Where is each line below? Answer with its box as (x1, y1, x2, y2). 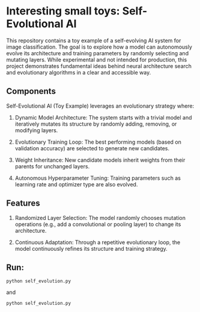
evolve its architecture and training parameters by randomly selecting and (6, 49, 189, 57)
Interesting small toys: (6, 4, 120, 18)
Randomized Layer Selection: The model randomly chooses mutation (14, 214, 186, 221)
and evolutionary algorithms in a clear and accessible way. (6, 69, 151, 76)
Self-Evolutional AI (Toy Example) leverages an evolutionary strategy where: (6, 102, 195, 109)
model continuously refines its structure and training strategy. (14, 245, 168, 252)
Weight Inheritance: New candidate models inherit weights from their (14, 156, 186, 164)
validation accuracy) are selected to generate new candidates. (14, 144, 170, 151)
